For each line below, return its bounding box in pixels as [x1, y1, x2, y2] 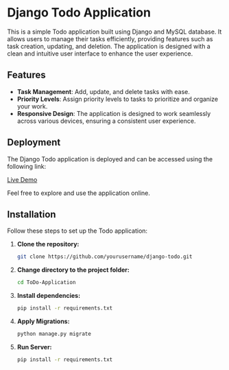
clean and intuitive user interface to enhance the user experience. [7, 49, 193, 58]
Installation [7, 208, 56, 220]
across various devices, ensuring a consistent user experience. [16, 117, 196, 125]
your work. [16, 102, 48, 111]
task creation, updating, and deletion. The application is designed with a [7, 42, 210, 50]
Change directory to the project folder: [16, 266, 130, 274]
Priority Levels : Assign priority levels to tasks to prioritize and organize [16, 95, 218, 103]
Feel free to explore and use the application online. [7, 189, 151, 197]
